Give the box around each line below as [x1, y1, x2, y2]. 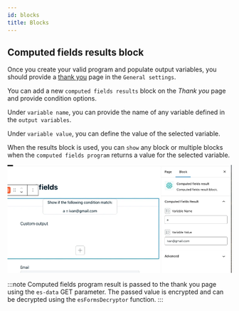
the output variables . [7, 116, 72, 124]
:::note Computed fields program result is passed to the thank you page [7, 280, 217, 289]
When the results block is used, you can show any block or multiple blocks [7, 143, 223, 152]
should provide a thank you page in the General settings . [7, 73, 176, 81]
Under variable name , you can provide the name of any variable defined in [7, 108, 225, 117]
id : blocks [7, 11, 40, 19]
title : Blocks [7, 19, 50, 26]
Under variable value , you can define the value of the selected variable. [7, 129, 221, 138]
